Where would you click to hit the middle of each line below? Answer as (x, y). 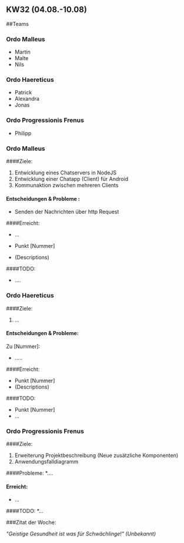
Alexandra (27, 99)
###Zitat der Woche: (31, 522)
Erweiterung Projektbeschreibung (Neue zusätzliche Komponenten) (96, 455)
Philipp (23, 133)
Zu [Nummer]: (23, 346)
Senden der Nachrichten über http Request (67, 212)
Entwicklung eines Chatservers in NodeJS (66, 173)
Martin (23, 52)
